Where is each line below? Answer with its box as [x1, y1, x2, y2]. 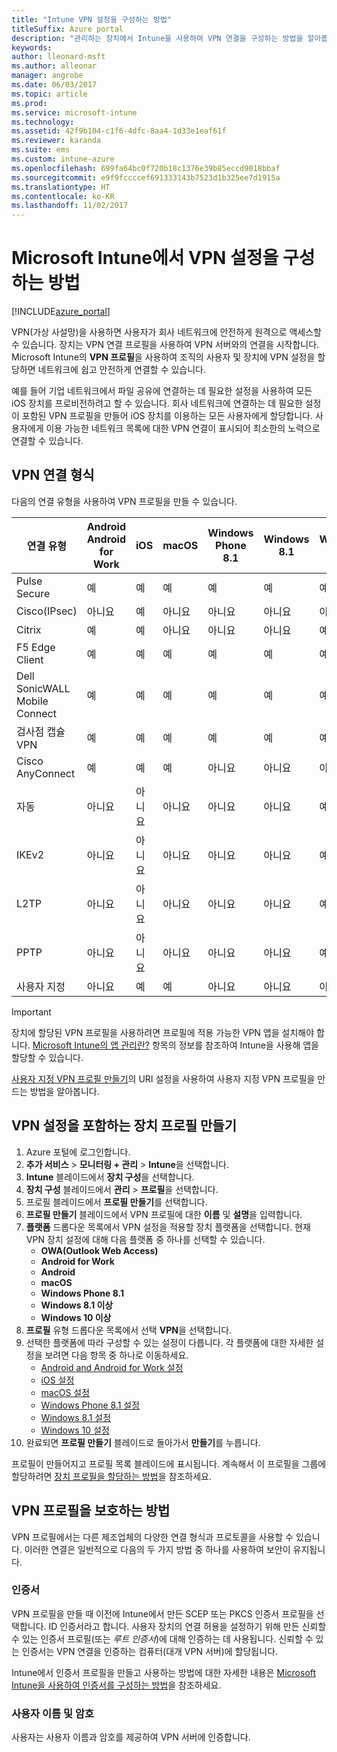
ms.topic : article [11, 89, 88, 99]
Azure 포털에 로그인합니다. [25, 1146, 131, 1158]
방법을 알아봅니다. [29, 1085, 100, 1097]
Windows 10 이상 [40, 1311, 112, 1323]
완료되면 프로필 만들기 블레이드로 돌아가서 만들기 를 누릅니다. [25, 1436, 261, 1448]
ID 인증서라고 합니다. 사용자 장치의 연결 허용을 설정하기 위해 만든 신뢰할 [48, 1620, 327, 1632]
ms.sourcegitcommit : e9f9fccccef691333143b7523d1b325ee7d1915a [11, 172, 281, 183]
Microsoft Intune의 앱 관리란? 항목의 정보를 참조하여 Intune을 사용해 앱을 [32, 1039, 319, 1051]
